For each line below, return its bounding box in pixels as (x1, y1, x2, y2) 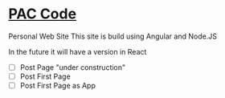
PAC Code (8, 5, 77, 23)
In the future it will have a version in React (8, 47, 147, 56)
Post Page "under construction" (19, 62, 126, 72)
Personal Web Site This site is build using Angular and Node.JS (8, 31, 217, 41)
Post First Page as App (19, 81, 96, 91)
